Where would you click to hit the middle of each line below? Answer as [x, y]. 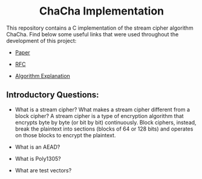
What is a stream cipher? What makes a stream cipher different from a [103, 109]
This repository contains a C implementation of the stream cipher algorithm [100, 28]
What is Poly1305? [38, 158]
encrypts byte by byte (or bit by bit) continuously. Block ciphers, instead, [106, 122]
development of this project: [41, 41]
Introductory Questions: [53, 95]
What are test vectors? [43, 170]
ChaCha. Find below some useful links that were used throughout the [93, 34]
